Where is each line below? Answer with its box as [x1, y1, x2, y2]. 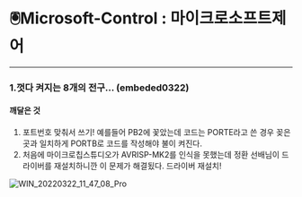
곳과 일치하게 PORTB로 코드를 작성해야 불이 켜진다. [22, 138, 203, 149]
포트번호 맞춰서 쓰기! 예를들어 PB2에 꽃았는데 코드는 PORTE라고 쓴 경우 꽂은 [22, 127, 291, 138]
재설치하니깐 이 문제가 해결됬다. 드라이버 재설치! [53, 160, 222, 171]
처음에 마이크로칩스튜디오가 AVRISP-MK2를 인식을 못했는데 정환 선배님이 [22, 150, 280, 160]
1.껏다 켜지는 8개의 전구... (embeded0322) [9, 81, 190, 94]
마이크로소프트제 [170, 8, 287, 29]
